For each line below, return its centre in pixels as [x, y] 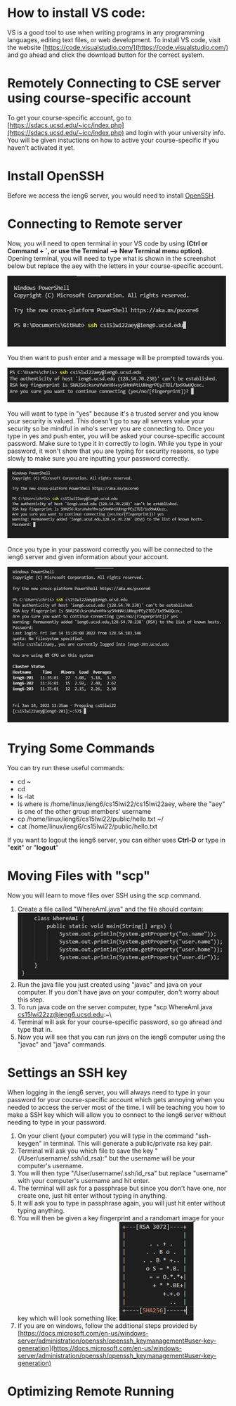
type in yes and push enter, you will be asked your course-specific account [116, 436]
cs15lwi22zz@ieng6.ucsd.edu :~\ [65, 1014]
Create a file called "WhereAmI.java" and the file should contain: [110, 909]
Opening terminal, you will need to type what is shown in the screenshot [112, 258]
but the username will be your [152, 1158]
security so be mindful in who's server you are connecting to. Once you [111, 429]
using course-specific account [99, 98]
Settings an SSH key [67, 1072]
